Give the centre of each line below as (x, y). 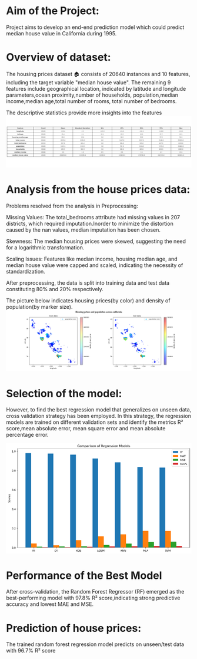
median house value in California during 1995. (61, 33)
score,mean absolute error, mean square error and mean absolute (86, 429)
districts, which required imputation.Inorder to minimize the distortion (90, 223)
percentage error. (27, 435)
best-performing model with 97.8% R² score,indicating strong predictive (93, 598)
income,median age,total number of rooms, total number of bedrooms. (91, 101)
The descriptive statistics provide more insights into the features (84, 113)
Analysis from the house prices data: (98, 189)
